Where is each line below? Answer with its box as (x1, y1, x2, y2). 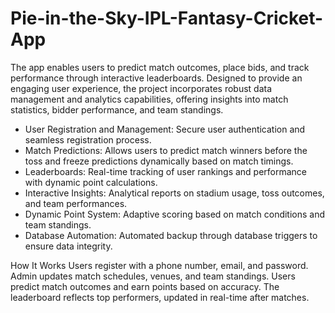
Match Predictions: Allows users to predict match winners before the (24, 144, 308, 156)
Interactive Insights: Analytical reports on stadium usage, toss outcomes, (24, 187, 325, 199)
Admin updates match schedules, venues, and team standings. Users (10, 270, 296, 282)
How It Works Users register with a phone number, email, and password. (10, 259, 309, 271)
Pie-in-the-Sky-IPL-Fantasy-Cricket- (10, 7, 324, 30)
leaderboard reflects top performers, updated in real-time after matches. (10, 291, 310, 303)
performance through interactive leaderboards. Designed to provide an (10, 72, 303, 84)
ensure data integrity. (24, 240, 113, 252)
